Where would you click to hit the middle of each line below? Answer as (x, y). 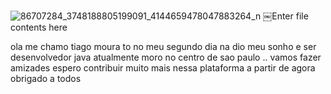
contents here (39, 27)
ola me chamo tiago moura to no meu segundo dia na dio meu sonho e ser (163, 46)
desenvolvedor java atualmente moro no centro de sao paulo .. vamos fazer (166, 57)
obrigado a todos (46, 78)
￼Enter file (286, 16)
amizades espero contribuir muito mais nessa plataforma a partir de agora (163, 68)
